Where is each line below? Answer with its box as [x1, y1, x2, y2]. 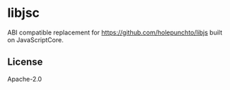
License [7, 56, 43, 68]
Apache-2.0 [7, 75, 42, 83]
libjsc [7, 5, 40, 21]
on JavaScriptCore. [7, 35, 64, 44]
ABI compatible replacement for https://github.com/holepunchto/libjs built [7, 28, 223, 37]
